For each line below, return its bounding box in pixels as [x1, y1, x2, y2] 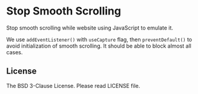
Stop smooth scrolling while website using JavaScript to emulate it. [6, 24, 174, 31]
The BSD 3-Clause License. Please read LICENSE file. [6, 82, 140, 89]
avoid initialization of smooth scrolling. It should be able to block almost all [6, 42, 192, 49]
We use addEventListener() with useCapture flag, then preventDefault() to [6, 36, 193, 43]
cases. [6, 48, 23, 55]
